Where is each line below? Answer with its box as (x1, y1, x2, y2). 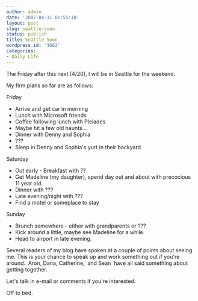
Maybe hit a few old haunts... (14, 124, 87, 131)
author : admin (6, 8, 42, 15)
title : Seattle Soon (6, 37, 58, 43)
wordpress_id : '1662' (6, 43, 61, 49)
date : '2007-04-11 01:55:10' (6, 14, 79, 20)
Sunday (6, 210, 25, 217)
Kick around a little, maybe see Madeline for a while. (14, 228, 145, 235)
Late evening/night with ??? (14, 192, 83, 199)
